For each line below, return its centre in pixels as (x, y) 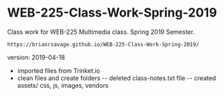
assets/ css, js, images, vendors (63, 85)
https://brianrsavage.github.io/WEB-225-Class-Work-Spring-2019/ (103, 44)
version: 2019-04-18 (36, 57)
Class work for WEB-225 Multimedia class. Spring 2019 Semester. (101, 32)
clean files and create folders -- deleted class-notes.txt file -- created (116, 78)
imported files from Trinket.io (58, 70)
